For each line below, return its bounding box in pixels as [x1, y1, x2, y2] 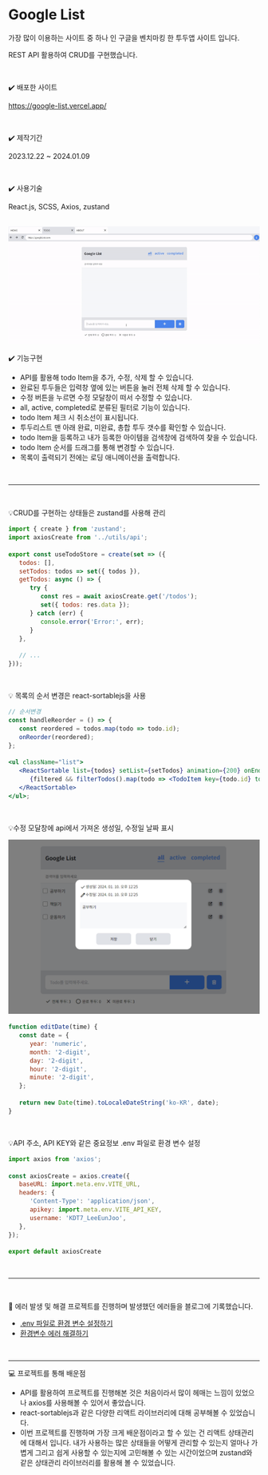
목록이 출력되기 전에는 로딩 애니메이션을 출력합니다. [19, 453, 180, 463]
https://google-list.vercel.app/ [8, 101, 107, 110]
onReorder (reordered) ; [18, 733, 94, 741]
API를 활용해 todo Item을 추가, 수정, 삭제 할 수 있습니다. [19, 373, 194, 383]
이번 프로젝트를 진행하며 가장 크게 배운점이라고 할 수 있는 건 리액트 [19, 1428, 227, 1437]
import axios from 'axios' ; [8, 1155, 102, 1163]
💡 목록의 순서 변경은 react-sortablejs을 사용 [8, 691, 146, 701]
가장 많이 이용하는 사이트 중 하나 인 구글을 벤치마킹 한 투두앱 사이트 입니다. [8, 33, 240, 42]
